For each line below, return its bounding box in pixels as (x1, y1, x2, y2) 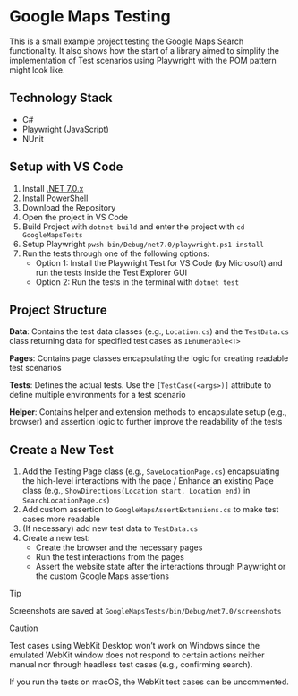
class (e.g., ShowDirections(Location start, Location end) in (21, 485, 251, 496)
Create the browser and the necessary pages (35, 542, 203, 553)
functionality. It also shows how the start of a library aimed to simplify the (9, 45, 280, 56)
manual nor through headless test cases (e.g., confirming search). (9, 659, 253, 670)
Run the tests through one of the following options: (21, 248, 210, 259)
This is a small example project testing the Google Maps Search (9, 36, 244, 47)
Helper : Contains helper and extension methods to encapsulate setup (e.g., (9, 407, 287, 417)
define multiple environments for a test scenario (9, 390, 186, 400)
